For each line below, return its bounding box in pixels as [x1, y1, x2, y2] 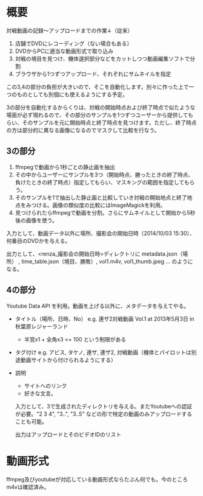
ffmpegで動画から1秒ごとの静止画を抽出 [15, 163, 115, 170]
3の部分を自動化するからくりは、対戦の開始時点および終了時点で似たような [6, 103, 196, 111]
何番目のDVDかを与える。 [6, 237, 71, 244]
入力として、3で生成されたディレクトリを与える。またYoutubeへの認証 [15, 402, 193, 410]
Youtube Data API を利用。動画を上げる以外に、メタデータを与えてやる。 [6, 302, 190, 309]
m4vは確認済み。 [6, 483, 50, 491]
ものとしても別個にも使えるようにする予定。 [16, 91, 128, 98]
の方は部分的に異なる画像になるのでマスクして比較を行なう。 [6, 126, 160, 134]
